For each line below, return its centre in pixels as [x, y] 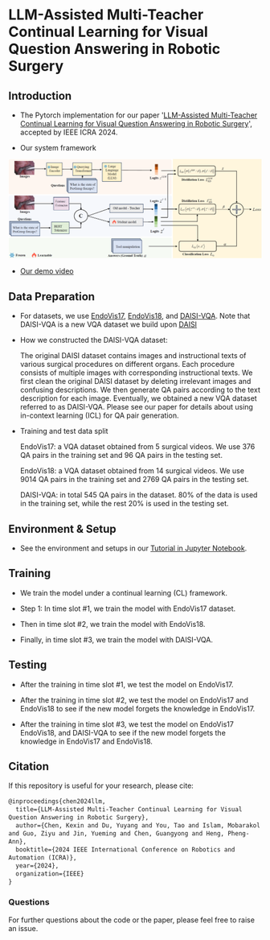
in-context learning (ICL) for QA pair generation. [99, 415]
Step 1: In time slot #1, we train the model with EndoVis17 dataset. [128, 608]
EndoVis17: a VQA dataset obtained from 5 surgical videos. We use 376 [137, 447]
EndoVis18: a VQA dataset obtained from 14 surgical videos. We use [132, 471]
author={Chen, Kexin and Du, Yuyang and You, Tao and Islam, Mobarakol [138, 826]
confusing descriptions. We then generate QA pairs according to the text [140, 390]
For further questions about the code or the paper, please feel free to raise [132, 920]
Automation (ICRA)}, [43, 858]
